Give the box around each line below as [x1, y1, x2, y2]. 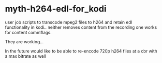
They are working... [5, 38, 44, 44]
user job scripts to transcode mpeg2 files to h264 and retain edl [5, 19, 132, 25]
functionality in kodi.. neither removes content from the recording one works [5, 24, 157, 30]
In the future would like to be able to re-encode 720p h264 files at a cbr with [5, 48, 158, 54]
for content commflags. [5, 29, 52, 35]
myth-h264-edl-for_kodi [5, 3, 106, 14]
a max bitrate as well [5, 53, 46, 59]
